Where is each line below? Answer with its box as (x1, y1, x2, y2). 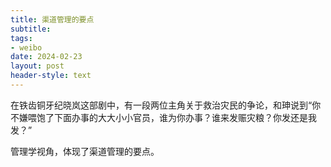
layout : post (10, 61, 65, 71)
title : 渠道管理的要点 (10, 14, 95, 25)
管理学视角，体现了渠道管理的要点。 (10, 145, 160, 157)
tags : (10, 33, 33, 43)
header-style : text (10, 71, 92, 81)
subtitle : (10, 24, 52, 34)
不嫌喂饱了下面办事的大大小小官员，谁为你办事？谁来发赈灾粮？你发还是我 (10, 111, 317, 123)
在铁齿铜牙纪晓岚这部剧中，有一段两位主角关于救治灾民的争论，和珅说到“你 (10, 99, 322, 111)
